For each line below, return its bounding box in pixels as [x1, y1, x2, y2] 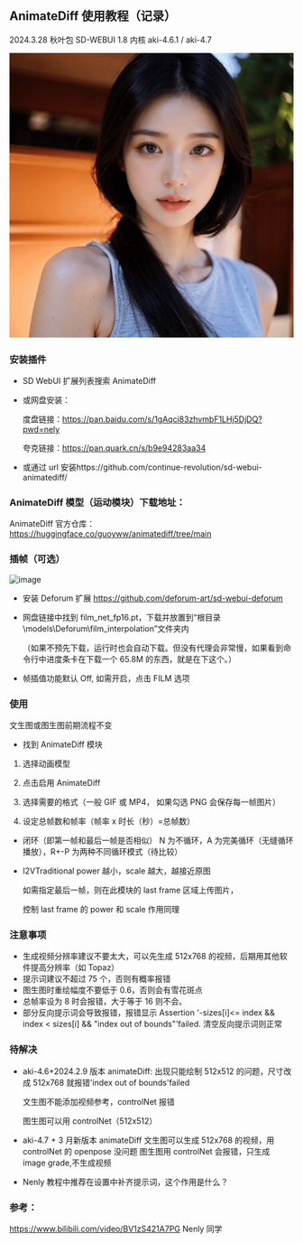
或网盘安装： [22, 395, 70, 406]
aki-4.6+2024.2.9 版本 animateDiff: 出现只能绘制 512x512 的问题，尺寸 [22, 1065, 284, 1077]
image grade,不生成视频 [22, 1157, 112, 1168]
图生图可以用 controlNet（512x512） [22, 1115, 158, 1126]
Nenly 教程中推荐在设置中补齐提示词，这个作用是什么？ [22, 1176, 229, 1187]
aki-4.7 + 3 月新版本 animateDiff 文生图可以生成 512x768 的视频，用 [22, 1135, 275, 1145]
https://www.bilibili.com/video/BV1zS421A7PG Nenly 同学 [9, 1223, 223, 1234]
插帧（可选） [9, 553, 66, 565]
